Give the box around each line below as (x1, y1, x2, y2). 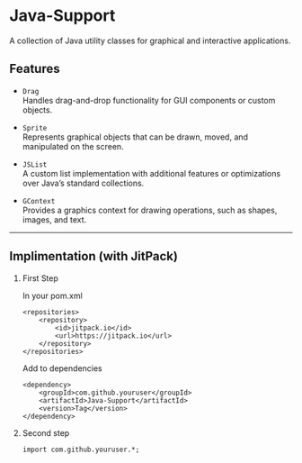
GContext (22, 196, 56, 205)
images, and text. (22, 213, 87, 225)
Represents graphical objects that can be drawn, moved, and (22, 132, 249, 142)
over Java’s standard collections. (22, 177, 145, 188)
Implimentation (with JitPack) (9, 249, 178, 264)
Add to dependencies (22, 362, 102, 374)
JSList (22, 159, 48, 169)
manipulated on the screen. (22, 141, 124, 151)
